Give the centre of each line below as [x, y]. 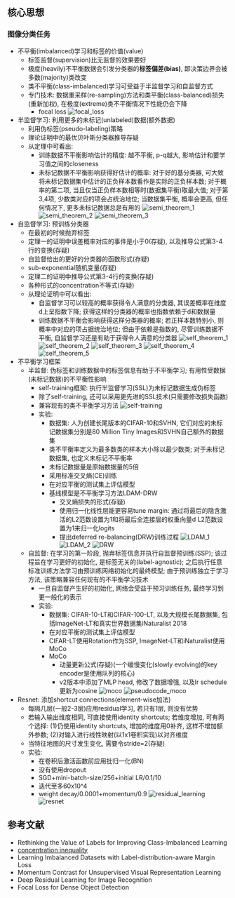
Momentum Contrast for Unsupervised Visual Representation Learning [119, 872]
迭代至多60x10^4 [63, 786]
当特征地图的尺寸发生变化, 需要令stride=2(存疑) [96, 743]
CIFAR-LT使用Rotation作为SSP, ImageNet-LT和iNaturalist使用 [137, 641]
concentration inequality [53, 850]
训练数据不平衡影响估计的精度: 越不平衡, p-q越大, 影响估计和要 [129, 155]
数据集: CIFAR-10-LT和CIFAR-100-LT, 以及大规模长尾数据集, [134, 614]
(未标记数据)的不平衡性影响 [67, 379]
